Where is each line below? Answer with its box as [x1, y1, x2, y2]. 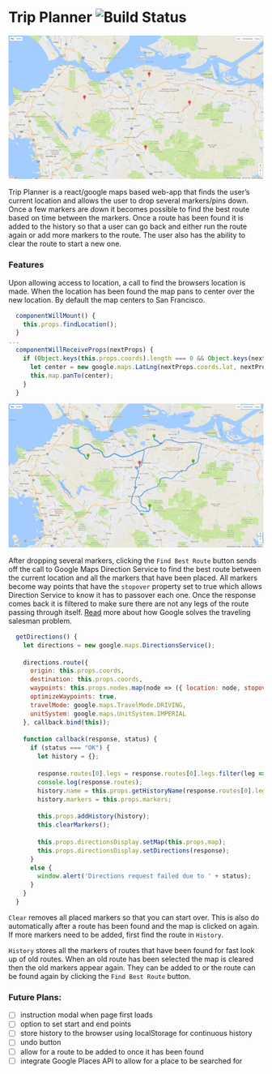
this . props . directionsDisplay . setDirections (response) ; [37, 846, 230, 855]
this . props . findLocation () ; [23, 320, 117, 329]
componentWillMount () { [15, 311, 96, 320]
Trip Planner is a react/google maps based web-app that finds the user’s [8, 187, 250, 197]
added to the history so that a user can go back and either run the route [8, 221, 248, 231]
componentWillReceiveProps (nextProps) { [15, 346, 154, 354]
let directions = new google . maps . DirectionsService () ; [23, 641, 216, 649]
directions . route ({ [23, 658, 89, 667]
